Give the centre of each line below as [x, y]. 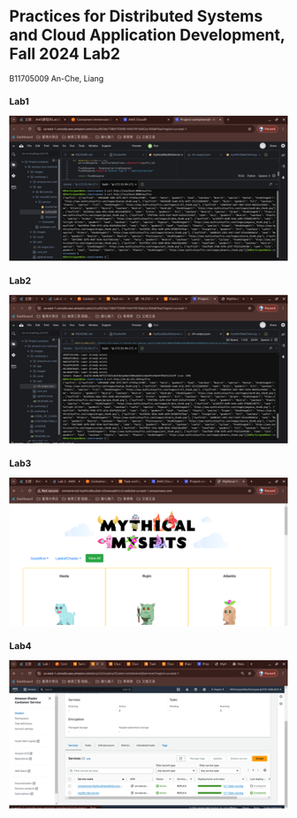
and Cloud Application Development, [147, 35]
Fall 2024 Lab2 [65, 54]
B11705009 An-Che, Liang [57, 78]
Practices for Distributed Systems [136, 16]
